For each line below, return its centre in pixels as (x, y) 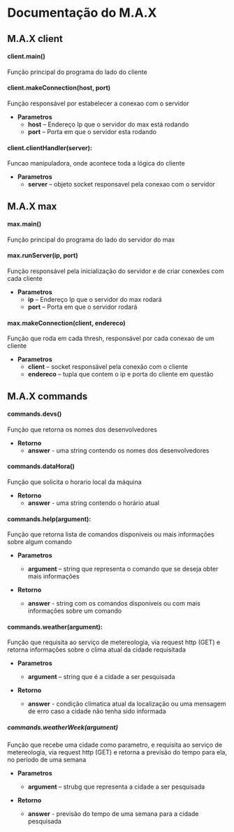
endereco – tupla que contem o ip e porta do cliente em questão (120, 374)
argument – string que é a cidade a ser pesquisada (101, 677)
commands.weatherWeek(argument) (63, 727)
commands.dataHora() (41, 467)
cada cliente (25, 278)
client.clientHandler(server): (50, 147)
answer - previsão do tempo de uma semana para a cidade (113, 814)
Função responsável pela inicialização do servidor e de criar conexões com (116, 271)
